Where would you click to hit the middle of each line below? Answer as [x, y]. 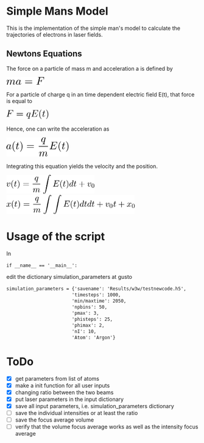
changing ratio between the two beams [64, 392]
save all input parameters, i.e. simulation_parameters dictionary [95, 406]
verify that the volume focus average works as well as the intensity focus [107, 427]
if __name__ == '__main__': [42, 265]
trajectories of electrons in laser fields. [55, 34]
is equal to [19, 101]
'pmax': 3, [85, 313]
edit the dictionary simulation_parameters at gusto [69, 276]
